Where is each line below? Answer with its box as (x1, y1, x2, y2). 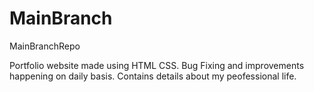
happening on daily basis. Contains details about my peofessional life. (9, 70, 297, 82)
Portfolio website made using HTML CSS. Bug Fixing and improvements (9, 59, 305, 71)
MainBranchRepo (9, 40, 81, 52)
